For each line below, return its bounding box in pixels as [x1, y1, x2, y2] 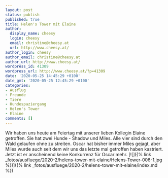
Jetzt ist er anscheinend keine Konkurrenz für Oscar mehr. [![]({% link [5, 151, 151, 157]
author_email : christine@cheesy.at [5, 54, 81, 60]
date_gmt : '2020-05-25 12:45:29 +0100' [5, 78, 90, 83]
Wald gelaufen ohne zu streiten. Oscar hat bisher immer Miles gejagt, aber [5, 140, 161, 147]
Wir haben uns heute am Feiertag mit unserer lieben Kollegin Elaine [5, 130, 146, 136]
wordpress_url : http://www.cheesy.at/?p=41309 [5, 69, 106, 74]
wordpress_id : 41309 [5, 64, 49, 69]
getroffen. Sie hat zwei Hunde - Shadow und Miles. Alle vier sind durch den [5, 135, 163, 141]
